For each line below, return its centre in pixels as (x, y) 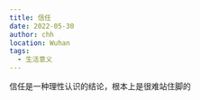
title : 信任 (30, 18)
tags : (19, 51)
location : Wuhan (40, 43)
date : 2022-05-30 (42, 26)
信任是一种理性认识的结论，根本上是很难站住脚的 (100, 86)
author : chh (32, 34)
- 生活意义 (35, 59)
